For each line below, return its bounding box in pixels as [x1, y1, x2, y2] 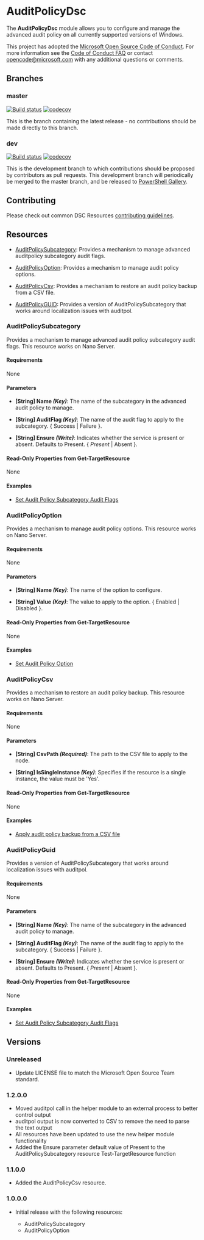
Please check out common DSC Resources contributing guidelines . [6, 212, 175, 219]
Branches [6, 73, 44, 84]
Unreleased [6, 1055, 41, 1064]
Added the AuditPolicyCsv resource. [15, 1179, 107, 1186]
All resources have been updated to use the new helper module [15, 1130, 175, 1137]
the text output [15, 1124, 53, 1131]
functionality [15, 1137, 47, 1144]
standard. [15, 1075, 40, 1083]
